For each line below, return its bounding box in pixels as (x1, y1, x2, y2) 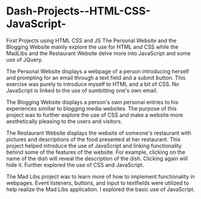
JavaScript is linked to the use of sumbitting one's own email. (6, 87, 158, 94)
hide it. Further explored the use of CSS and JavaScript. (6, 161, 144, 168)
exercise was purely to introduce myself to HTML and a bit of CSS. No (6, 80, 179, 88)
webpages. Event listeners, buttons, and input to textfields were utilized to (6, 179, 189, 186)
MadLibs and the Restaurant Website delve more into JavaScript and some (6, 49, 191, 57)
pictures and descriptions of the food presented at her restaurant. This (6, 135, 181, 142)
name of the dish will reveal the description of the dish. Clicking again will (6, 155, 188, 162)
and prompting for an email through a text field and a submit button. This (6, 74, 186, 81)
